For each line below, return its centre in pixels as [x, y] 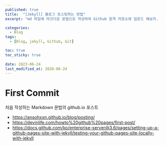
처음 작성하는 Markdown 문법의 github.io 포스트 [52, 108]
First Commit [32, 93]
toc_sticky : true [23, 55]
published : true [22, 10]
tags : [11, 37]
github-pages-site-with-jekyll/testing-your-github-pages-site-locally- [83, 133]
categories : [17, 28]
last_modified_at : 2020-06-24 [36, 69]
